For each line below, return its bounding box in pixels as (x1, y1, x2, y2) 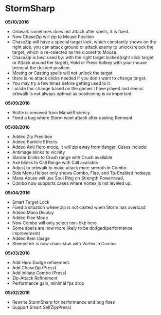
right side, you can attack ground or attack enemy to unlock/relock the (12, 44, 154, 50)
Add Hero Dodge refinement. (12, 259, 71, 265)
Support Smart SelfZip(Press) (12, 304, 72, 310)
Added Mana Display (12, 209, 54, 215)
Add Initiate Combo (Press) (12, 270, 67, 276)
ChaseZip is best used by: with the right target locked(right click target (12, 54, 154, 60)
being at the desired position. (12, 64, 71, 71)
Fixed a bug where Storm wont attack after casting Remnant (12, 115, 133, 120)
